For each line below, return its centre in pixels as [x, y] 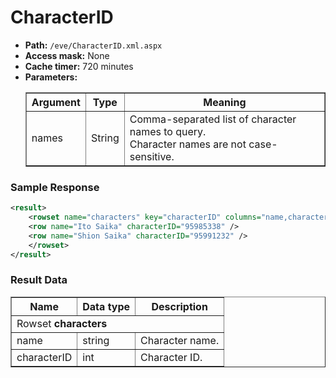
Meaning [225, 102]
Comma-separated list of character [213, 119]
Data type [106, 306]
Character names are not [188, 144]
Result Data [39, 280]
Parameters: [51, 77]
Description [179, 306]
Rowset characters [62, 323]
